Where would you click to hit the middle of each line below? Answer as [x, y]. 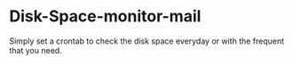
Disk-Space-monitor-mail [105, 16]
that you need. [36, 50]
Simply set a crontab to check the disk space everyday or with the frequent [147, 41]
